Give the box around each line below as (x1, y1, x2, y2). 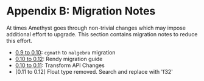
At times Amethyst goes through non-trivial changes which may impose (6, 24, 186, 31)
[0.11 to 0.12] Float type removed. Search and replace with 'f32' (15, 68, 174, 75)
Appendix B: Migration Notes (6, 4, 156, 18)
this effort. (6, 37, 32, 44)
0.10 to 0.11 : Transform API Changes (15, 62, 105, 69)
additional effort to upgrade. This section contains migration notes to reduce (6, 30, 198, 37)
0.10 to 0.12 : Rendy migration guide (15, 55, 103, 62)
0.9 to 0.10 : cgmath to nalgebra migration (15, 48, 116, 56)
